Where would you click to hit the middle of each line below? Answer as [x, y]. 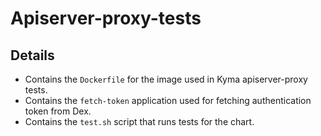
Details [32, 55]
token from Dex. [58, 111]
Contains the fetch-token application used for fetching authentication [168, 100]
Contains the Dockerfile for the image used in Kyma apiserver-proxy [166, 79]
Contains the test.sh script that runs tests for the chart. [139, 121]
